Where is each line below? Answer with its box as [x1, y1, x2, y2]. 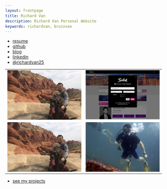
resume [12, 38, 28, 44]
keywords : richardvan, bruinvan [5, 24, 72, 29]
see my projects [12, 178, 46, 184]
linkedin [12, 54, 29, 60]
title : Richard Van [5, 13, 46, 18]
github [12, 43, 26, 49]
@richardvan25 [12, 59, 44, 65]
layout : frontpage [5, 8, 43, 13]
